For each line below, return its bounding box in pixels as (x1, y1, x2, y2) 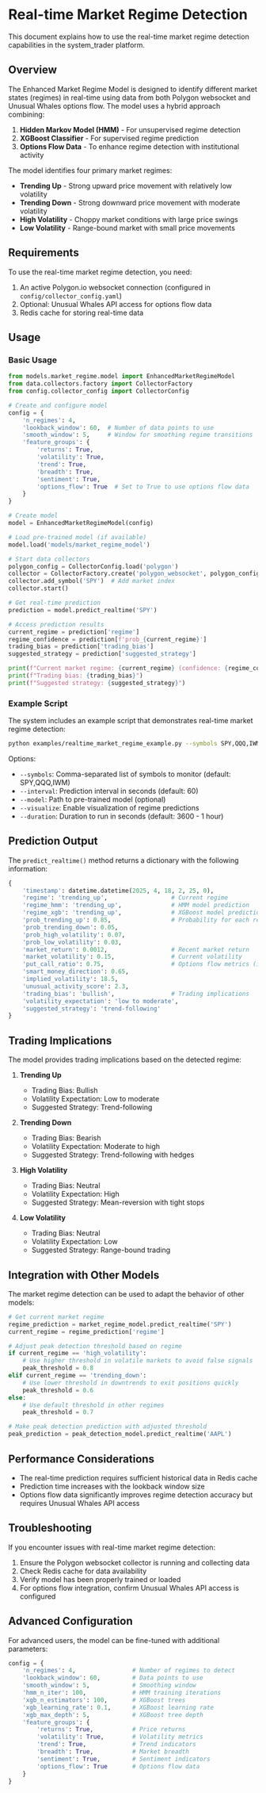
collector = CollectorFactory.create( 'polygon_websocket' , (8, 569, 207, 578)
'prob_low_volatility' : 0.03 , (22, 938, 123, 946)
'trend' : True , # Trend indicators (36, 1741, 196, 1749)
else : (8, 1393, 26, 1401)
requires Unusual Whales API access (19, 1498, 140, 1508)
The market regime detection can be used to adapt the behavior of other (8, 1289, 245, 1298)
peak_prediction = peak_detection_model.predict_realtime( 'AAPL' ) (8, 1430, 232, 1439)
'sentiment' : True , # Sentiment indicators (36, 1755, 211, 1763)
